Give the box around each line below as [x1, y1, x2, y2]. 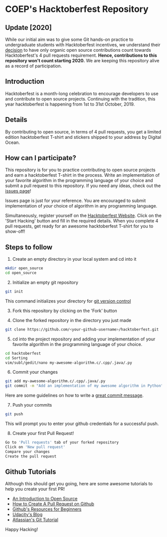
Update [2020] [5, 23, 52, 32]
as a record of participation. [5, 63, 62, 69]
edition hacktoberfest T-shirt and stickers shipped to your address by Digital [5, 134, 162, 140]
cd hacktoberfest [5, 351, 41, 356]
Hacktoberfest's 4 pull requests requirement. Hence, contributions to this [5, 52, 158, 58]
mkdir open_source [5, 266, 43, 271]
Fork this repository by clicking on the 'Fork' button [12, 308, 118, 314]
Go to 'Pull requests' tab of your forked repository [5, 440, 119, 445]
